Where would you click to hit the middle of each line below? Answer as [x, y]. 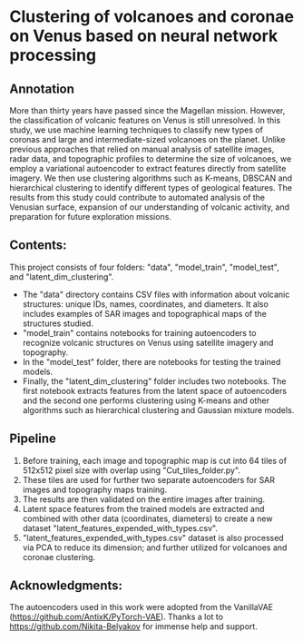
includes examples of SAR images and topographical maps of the [145, 313]
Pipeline [33, 439]
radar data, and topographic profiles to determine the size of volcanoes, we [151, 159]
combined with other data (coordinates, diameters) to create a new [147, 518]
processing [53, 55]
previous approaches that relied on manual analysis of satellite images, [142, 149]
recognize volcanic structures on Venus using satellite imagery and [148, 342]
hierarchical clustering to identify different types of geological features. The [151, 187]
